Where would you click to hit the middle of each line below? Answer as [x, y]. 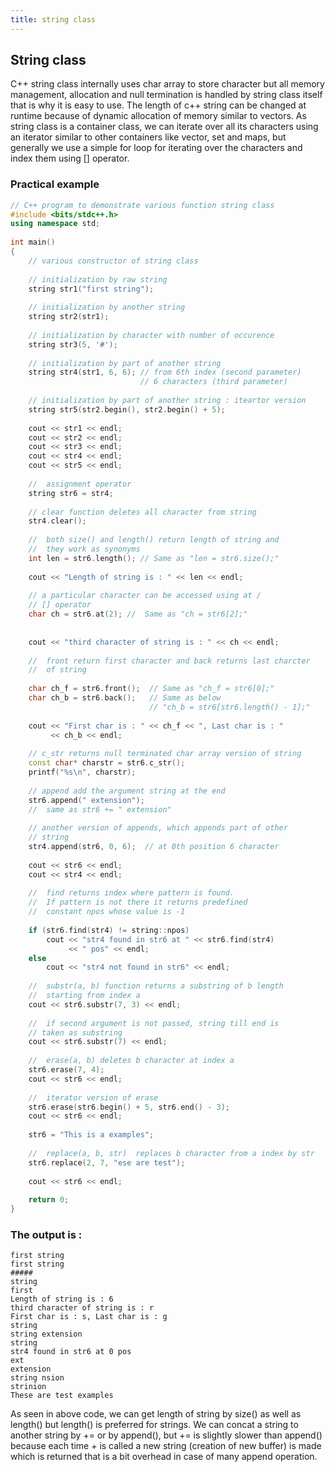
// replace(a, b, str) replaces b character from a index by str [171, 1153]
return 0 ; [49, 1200]
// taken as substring [75, 1032]
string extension [46, 1334]
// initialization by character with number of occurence [151, 335]
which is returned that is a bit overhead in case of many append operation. [164, 1457]
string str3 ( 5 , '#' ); [73, 344]
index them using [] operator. [70, 158]
